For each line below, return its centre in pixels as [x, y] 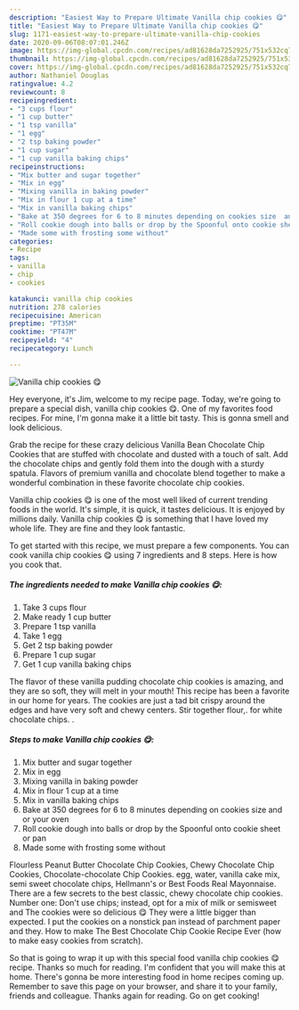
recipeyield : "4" [41, 341]
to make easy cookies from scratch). [77, 940]
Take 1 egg [42, 636]
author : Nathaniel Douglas [59, 76]
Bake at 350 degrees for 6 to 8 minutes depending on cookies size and [152, 809]
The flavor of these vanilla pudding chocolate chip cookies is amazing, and [146, 681]
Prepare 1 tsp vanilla [59, 626]
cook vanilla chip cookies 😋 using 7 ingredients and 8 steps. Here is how [143, 554]
